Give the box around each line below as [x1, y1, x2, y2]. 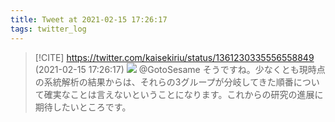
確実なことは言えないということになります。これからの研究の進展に [43, 88, 324, 100]
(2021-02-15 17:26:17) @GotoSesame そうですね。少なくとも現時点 [34, 63, 326, 75]
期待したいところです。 [34, 101, 132, 113]
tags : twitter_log [10, 24, 87, 34]
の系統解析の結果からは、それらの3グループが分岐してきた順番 [34, 76, 294, 88]
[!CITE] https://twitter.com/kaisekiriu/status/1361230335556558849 [34, 51, 315, 63]
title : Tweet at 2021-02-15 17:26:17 [10, 14, 168, 25]
